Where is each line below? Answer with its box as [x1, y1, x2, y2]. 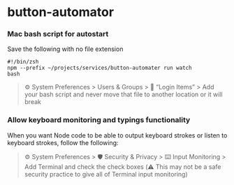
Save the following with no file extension [7, 45, 124, 53]
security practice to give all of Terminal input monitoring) [24, 170, 189, 178]
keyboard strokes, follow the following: [7, 138, 119, 147]
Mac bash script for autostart [7, 29, 109, 39]
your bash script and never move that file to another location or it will [24, 90, 223, 98]
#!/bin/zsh [7, 59, 39, 66]
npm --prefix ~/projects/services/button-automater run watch [7, 64, 192, 72]
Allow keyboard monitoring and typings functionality [7, 115, 191, 125]
